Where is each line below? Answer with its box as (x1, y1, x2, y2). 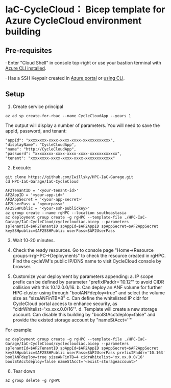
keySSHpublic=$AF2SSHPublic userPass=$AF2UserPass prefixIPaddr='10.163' (5, 350, 166, 355)
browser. (12, 263, 32, 269)
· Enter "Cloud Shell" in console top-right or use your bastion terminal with (5, 60, 162, 66)
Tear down (12, 368, 36, 374)
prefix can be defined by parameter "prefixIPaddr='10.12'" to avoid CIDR (12, 278, 164, 285)
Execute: (12, 164, 32, 170)
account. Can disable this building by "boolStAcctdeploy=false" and (12, 311, 156, 317)
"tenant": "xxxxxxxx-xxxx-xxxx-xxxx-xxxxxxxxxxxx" (5, 156, 115, 161)
